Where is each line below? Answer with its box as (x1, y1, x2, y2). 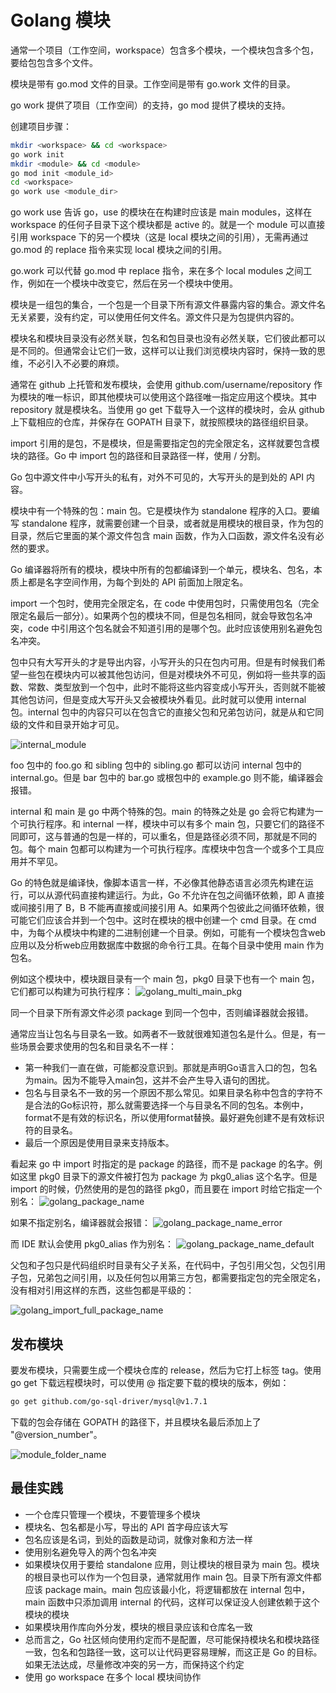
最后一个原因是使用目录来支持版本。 (24, 1137, 175, 1149)
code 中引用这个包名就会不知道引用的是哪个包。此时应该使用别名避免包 (27, 622, 323, 635)
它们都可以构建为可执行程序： (10, 986, 133, 998)
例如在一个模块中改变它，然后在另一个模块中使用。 (27, 277, 238, 290)
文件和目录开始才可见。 (27, 719, 125, 731)
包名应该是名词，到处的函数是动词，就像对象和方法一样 (24, 1533, 253, 1545)
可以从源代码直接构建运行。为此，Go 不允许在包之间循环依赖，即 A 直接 (27, 889, 325, 901)
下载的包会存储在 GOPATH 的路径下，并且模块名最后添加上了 (10, 1416, 262, 1428)
